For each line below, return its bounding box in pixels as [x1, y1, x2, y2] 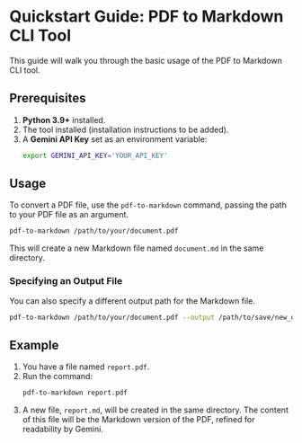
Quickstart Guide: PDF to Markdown [9, 6, 284, 27]
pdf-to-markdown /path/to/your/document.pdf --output [9, 313, 216, 322]
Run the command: [22, 371, 93, 382]
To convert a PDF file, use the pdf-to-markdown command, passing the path [9, 199, 288, 210]
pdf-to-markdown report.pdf [22, 388, 128, 397]
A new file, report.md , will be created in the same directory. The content [22, 404, 289, 415]
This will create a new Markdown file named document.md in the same [9, 243, 264, 253]
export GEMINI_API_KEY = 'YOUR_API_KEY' [22, 151, 168, 160]
